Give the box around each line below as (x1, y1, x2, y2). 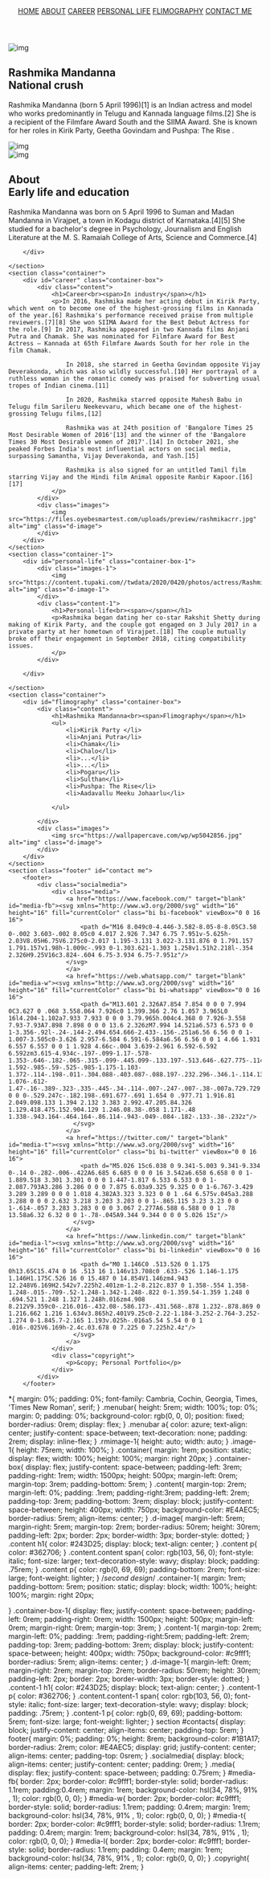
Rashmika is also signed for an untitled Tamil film (65, 466, 247, 474)
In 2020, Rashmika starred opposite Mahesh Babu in (65, 395, 243, 403)
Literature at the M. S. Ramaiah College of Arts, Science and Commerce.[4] (8, 232, 257, 242)
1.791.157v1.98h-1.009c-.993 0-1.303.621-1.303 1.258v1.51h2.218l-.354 (8, 944, 253, 952)
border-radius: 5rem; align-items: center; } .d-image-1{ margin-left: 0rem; (8, 1656, 252, 1666)
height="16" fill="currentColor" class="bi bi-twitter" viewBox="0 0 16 (8, 1147, 257, 1156)
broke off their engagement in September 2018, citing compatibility (8, 635, 247, 643)
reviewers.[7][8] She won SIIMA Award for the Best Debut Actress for (8, 318, 250, 326)
